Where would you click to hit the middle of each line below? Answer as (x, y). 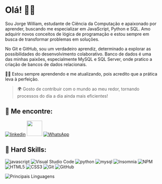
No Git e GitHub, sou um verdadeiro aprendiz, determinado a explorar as (78, 49)
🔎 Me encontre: (29, 112)
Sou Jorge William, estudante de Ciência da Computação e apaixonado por (81, 24)
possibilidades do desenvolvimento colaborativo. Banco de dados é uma (78, 54)
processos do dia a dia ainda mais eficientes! (63, 96)
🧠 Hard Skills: (26, 150)
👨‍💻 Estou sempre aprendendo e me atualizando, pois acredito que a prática (81, 74)
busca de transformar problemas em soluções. (52, 39)
